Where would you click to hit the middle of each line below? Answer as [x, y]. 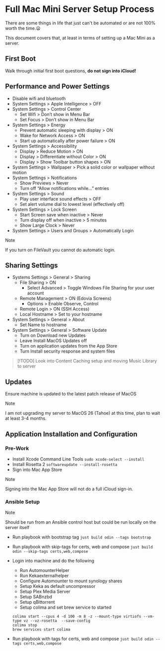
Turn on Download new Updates [53, 335]
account [35, 293]
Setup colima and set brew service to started [65, 607]
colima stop [25, 625]
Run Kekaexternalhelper [44, 576]
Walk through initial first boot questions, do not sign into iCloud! [71, 71]
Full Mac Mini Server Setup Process [80, 9]
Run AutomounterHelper [45, 570]
